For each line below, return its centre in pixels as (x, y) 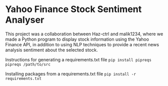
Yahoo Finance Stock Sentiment (74, 9)
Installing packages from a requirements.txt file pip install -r (71, 73)
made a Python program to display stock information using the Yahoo (77, 39)
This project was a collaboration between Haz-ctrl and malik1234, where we (84, 34)
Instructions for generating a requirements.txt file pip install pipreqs (78, 59)
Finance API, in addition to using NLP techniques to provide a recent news (82, 44)
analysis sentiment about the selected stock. (52, 50)
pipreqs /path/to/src (28, 64)
